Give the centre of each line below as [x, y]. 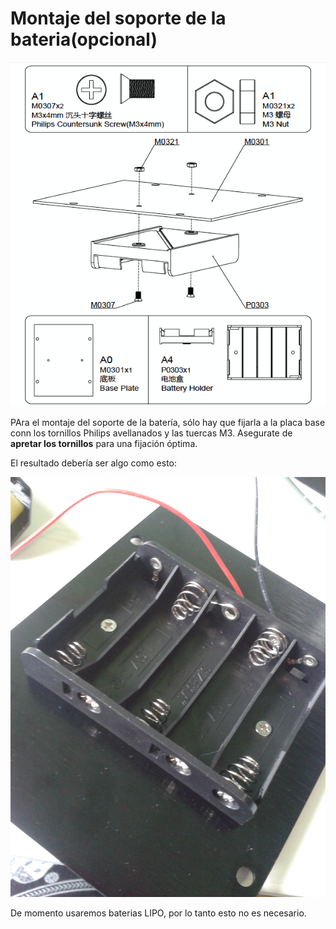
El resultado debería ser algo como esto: [94, 463]
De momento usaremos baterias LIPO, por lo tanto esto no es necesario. [158, 913]
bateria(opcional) [84, 39]
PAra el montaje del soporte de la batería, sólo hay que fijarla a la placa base [168, 422]
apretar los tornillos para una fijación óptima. [104, 443]
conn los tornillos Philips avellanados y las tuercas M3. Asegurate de [151, 433]
